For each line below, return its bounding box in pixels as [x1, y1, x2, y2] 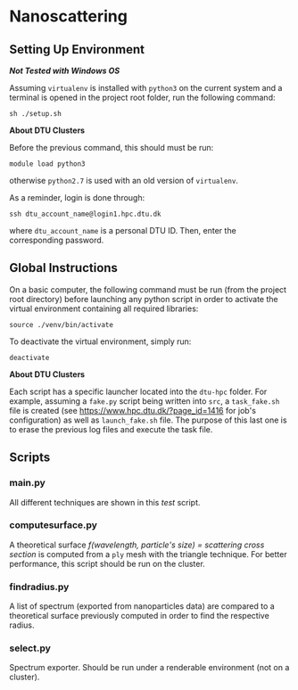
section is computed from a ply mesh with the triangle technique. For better [9, 548, 287, 559]
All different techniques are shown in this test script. [9, 497, 201, 507]
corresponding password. [9, 234, 104, 245]
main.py [9, 477, 46, 489]
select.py [9, 642, 52, 654]
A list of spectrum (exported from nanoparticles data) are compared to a [9, 601, 275, 612]
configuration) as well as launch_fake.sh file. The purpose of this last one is [9, 415, 287, 425]
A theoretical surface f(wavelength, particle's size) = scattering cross [9, 539, 265, 550]
